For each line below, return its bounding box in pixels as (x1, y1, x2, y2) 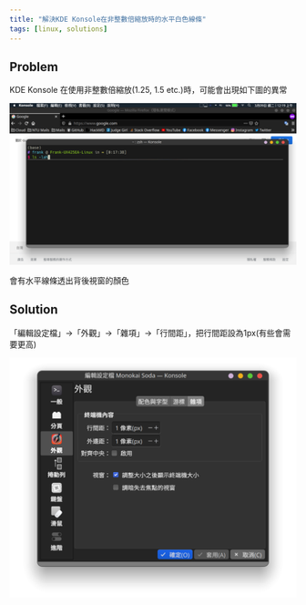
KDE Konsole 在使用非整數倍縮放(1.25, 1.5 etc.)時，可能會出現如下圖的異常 (9, 85, 288, 96)
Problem (9, 59, 59, 75)
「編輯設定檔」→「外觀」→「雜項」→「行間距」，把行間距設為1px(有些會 (9, 327, 283, 338)
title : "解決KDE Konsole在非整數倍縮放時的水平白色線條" (9, 15, 207, 24)
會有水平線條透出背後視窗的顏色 (9, 274, 129, 286)
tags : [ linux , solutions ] (9, 24, 107, 34)
